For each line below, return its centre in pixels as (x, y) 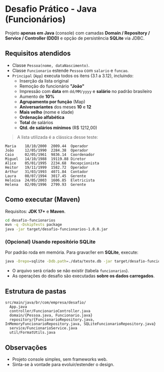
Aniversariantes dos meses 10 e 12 (55, 107)
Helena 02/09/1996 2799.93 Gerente (46, 184)
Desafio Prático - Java (51, 9)
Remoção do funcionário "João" (52, 86)
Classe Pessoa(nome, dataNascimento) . (51, 65)
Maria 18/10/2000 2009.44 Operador (47, 146)
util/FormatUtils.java (32, 333)
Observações (26, 347)
